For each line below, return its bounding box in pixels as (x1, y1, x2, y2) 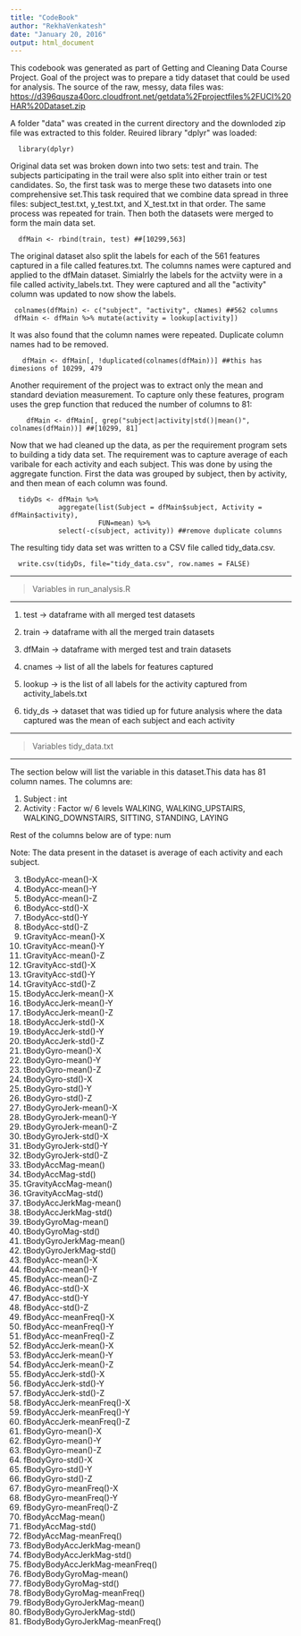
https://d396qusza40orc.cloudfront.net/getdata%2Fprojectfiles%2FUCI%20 (10, 91, 292, 102)
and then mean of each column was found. (10, 478, 168, 489)
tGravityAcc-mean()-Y (22, 941, 105, 952)
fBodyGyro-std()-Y (22, 1464, 93, 1475)
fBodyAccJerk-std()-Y (22, 1378, 105, 1389)
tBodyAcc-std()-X (22, 903, 88, 913)
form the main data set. (10, 218, 96, 228)
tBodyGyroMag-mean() (22, 1217, 110, 1228)
